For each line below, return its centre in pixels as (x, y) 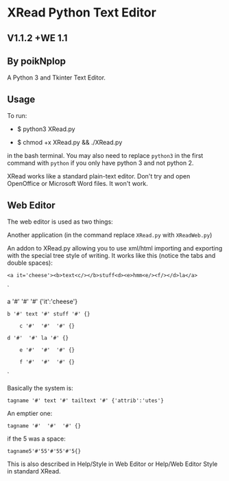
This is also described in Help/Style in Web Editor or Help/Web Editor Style (112, 464)
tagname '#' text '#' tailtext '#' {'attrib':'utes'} (86, 401)
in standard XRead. (34, 471)
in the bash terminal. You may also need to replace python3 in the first (105, 156)
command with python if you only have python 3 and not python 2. (100, 163)
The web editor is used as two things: (60, 222)
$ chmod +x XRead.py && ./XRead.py (70, 143)
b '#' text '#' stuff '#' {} (49, 314)
